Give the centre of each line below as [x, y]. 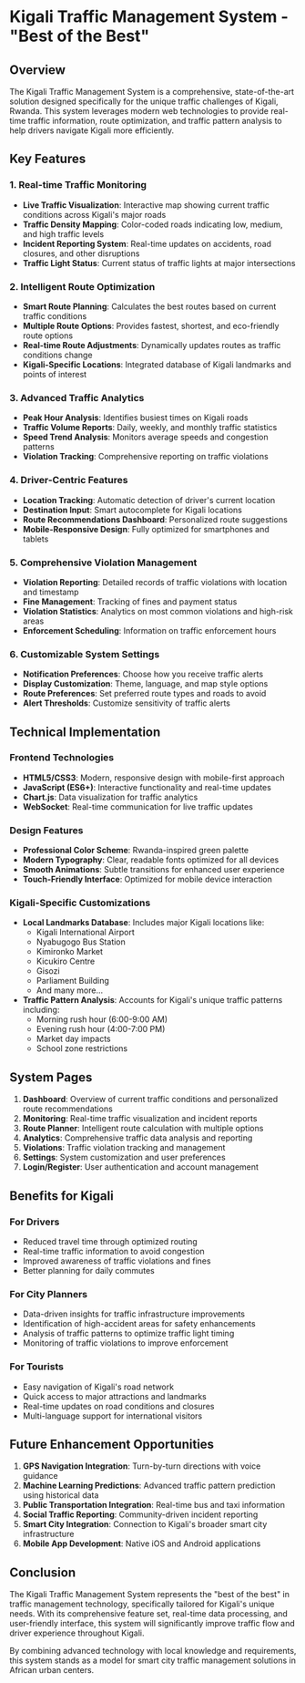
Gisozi [48, 971]
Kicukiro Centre [66, 961]
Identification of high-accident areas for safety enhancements [139, 1324]
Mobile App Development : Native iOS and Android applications [142, 1544]
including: [41, 1010]
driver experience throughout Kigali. [77, 1633]
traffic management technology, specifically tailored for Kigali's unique [142, 1604]
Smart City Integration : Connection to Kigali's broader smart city [145, 1524]
